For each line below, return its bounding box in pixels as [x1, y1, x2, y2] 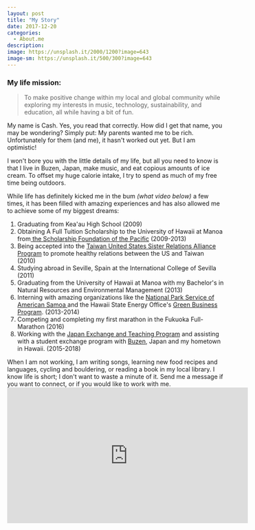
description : [7, 42, 45, 49]
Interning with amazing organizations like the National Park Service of [16, 294, 214, 302]
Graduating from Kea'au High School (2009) [16, 220, 143, 228]
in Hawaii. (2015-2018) [16, 345, 81, 353]
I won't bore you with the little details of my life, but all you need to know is [7, 156, 219, 165]
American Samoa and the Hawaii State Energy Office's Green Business [16, 300, 218, 309]
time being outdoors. [7, 179, 67, 187]
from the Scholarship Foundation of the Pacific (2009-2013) [16, 235, 187, 243]
